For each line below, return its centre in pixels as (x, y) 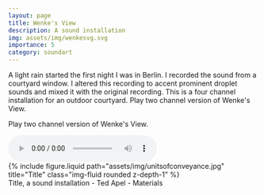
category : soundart (40, 52)
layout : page (30, 15)
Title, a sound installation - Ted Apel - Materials (86, 183)
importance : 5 (32, 45)
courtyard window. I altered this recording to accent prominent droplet (123, 83)
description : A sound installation (67, 30)
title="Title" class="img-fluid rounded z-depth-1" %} (94, 174)
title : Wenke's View (42, 23)
